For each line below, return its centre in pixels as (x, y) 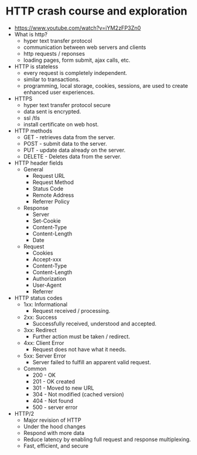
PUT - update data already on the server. (74, 150)
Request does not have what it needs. (79, 349)
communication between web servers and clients (85, 47)
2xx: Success (40, 317)
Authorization (49, 278)
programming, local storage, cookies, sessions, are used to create (106, 85)
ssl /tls (32, 118)
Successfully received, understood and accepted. (94, 323)
